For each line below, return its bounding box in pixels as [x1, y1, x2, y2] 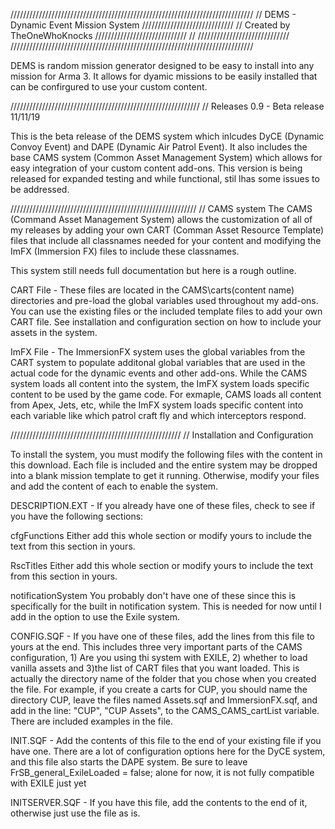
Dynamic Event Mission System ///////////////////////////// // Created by [10, 19, 291, 31]
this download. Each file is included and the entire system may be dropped [10, 459, 318, 471]
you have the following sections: [10, 510, 144, 522]
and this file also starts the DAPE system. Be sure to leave [10, 756, 248, 768]
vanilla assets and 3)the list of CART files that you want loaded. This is [10, 662, 300, 674]
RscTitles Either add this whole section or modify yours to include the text [10, 560, 314, 571]
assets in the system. [10, 327, 98, 338]
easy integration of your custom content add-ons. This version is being [10, 162, 303, 174]
